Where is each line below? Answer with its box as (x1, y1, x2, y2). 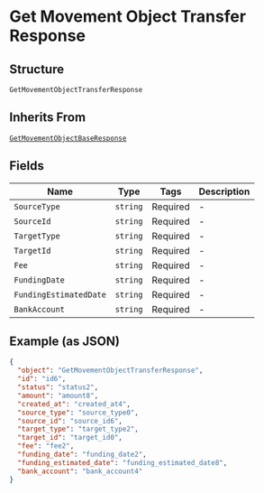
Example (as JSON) (9, 334, 120, 349)
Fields (9, 158, 45, 173)
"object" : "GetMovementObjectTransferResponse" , (17, 366, 204, 376)
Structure (9, 61, 65, 77)
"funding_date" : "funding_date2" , (17, 450, 147, 460)
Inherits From (9, 110, 86, 126)
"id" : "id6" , (17, 375, 67, 384)
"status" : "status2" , (17, 383, 99, 392)
